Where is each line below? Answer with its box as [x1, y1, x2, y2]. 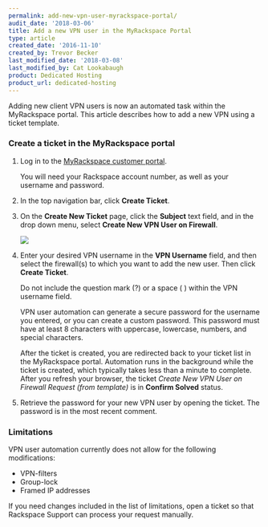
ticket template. [8, 118, 60, 128]
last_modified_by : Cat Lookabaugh [8, 64, 124, 72]
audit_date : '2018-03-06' [8, 19, 95, 27]
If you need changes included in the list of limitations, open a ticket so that [8, 501, 254, 511]
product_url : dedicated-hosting [8, 79, 116, 87]
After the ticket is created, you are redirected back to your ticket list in [19, 348, 251, 358]
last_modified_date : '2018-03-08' [8, 57, 124, 65]
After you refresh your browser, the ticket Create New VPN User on [19, 374, 242, 383]
